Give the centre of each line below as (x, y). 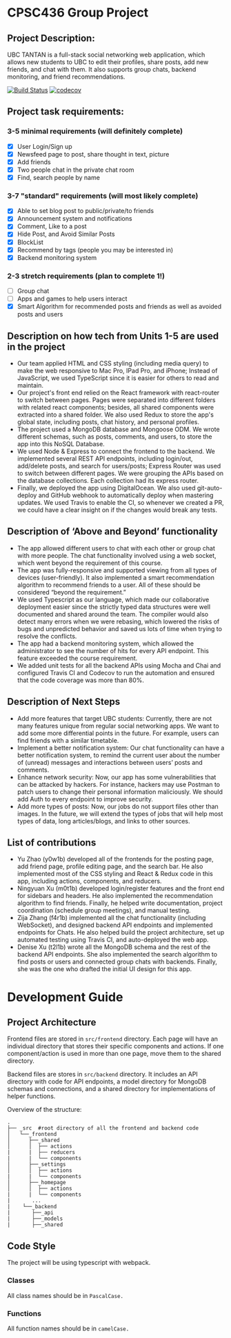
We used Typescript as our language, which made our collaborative (113, 599)
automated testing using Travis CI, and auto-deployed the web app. (113, 940)
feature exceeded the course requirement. (77, 658)
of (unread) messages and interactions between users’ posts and (110, 762)
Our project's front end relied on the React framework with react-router (118, 393)
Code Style (31, 1246)
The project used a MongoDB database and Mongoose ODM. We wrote (118, 430)
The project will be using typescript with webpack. (79, 1263)
